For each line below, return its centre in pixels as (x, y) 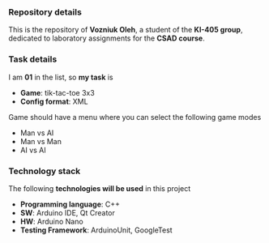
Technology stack (45, 171)
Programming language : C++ (70, 204)
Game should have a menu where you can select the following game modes (135, 117)
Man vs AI (37, 133)
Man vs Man (41, 141)
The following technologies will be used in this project (100, 188)
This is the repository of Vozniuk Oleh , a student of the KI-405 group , (126, 30)
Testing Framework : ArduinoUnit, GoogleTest (96, 230)
